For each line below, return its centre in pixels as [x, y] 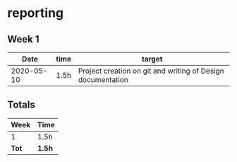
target [152, 59]
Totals [21, 105]
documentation [103, 80]
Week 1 [23, 39]
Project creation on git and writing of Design [151, 71]
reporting [36, 13]
